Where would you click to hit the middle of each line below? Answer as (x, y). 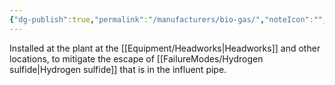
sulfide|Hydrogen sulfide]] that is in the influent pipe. (118, 69)
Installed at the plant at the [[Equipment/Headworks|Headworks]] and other (165, 48)
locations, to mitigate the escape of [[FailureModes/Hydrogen (136, 58)
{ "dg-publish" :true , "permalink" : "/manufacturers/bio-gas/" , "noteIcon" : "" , (168, 19)
